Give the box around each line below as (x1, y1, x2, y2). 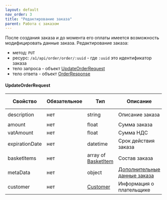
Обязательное (46, 98, 83, 105)
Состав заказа (118, 155, 153, 162)
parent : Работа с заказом (5, 21, 59, 26)
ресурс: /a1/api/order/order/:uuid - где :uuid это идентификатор (12, 55, 152, 61)
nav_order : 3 (5, 12, 32, 17)
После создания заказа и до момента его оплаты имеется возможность (5, 35, 160, 41)
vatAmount (7, 129, 33, 136)
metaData (7, 169, 31, 176)
